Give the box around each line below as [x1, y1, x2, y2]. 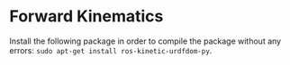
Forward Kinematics [9, 6, 164, 27]
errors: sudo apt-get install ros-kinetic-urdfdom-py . [9, 45, 213, 55]
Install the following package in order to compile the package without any [9, 36, 282, 46]
